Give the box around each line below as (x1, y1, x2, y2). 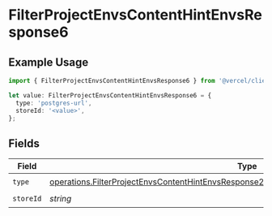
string (49, 192, 72, 204)
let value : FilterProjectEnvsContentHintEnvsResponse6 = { (8, 91, 212, 99)
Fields (8, 136, 40, 150)
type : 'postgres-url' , (15, 99, 92, 107)
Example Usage (8, 55, 89, 69)
